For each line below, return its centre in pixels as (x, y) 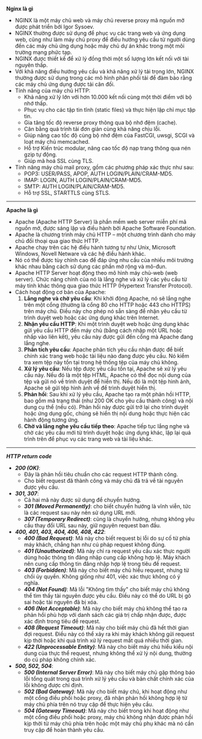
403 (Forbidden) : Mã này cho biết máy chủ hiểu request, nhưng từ (106, 570)
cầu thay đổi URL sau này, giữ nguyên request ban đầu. (92, 525)
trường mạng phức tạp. (43, 52)
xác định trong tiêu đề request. (62, 621)
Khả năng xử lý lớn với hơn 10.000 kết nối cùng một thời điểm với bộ (108, 97)
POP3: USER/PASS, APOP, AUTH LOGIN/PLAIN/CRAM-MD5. (98, 173)
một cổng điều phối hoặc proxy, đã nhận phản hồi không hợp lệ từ (106, 698)
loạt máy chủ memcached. (57, 142)
